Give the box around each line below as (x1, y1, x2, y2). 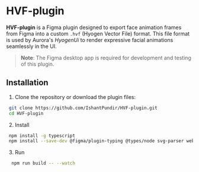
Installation (6, 78, 49, 88)
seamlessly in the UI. (6, 43, 57, 50)
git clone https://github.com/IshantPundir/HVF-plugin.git (8, 105, 158, 111)
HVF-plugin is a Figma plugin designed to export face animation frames (6, 24, 182, 31)
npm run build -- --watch (11, 160, 76, 167)
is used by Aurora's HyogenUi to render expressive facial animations (6, 36, 174, 43)
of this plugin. (20, 60, 54, 68)
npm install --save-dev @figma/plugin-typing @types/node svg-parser (8, 138, 184, 144)
